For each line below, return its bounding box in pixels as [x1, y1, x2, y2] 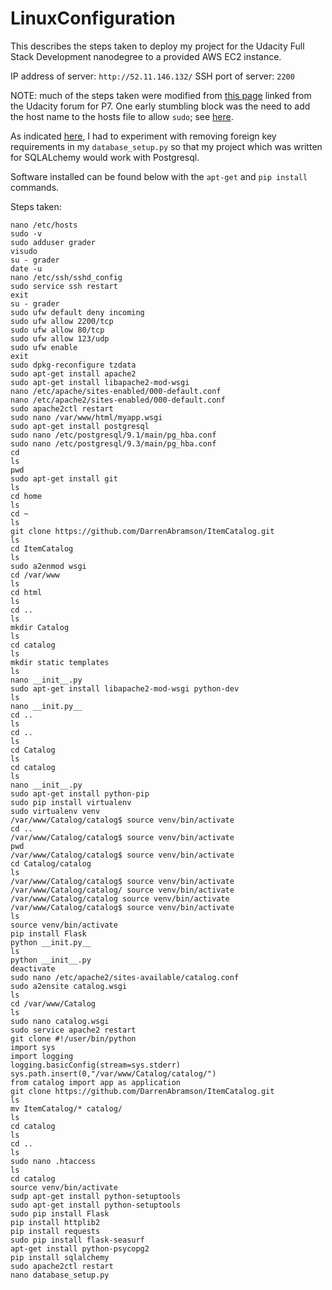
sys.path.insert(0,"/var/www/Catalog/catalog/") [10, 1068, 217, 1079]
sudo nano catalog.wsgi [10, 1016, 110, 1026]
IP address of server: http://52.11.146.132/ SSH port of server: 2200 [10, 70, 295, 82]
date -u [10, 263, 43, 274]
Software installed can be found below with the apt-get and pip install [10, 170, 308, 182]
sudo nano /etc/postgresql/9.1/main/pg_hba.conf [10, 430, 217, 440]
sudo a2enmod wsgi [10, 561, 87, 571]
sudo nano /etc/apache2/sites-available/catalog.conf [10, 972, 240, 982]
